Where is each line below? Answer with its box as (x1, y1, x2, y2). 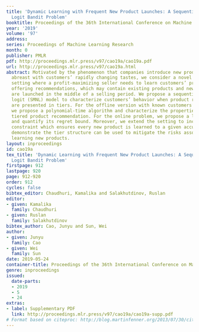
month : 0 (6, 47, 28, 53)
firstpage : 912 (6, 163, 44, 169)
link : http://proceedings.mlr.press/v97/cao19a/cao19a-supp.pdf (11, 311, 174, 317)
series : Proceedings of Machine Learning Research (6, 42, 134, 48)
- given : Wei (6, 245, 38, 252)
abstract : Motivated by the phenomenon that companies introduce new (6, 69, 182, 75)
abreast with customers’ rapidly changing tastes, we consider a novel (11, 75, 192, 80)
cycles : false (6, 185, 41, 191)
